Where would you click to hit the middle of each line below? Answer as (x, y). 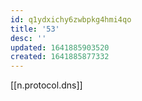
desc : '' (28, 38)
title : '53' (35, 29)
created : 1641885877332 (60, 57)
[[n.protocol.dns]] (46, 85)
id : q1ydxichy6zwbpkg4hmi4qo (71, 19)
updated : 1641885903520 (60, 47)
